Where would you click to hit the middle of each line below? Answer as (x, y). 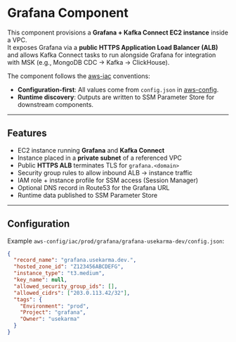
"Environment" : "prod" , (55, 306)
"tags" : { (28, 299)
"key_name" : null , (41, 280)
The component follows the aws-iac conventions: (79, 76)
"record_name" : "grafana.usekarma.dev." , (75, 260)
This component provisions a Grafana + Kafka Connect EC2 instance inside (118, 32)
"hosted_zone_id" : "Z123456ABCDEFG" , (69, 267)
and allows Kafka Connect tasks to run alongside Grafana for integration (112, 55)
